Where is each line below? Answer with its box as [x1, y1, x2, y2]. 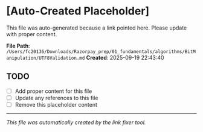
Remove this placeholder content [14, 101, 98, 108]
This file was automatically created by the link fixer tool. [6, 119, 146, 126]
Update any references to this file [14, 94, 98, 101]
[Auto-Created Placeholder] [6, 4, 150, 18]
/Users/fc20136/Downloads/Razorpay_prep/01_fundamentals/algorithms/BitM [6, 48, 196, 55]
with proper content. [6, 30, 57, 37]
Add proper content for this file [14, 87, 92, 95]
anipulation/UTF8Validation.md [6, 55, 85, 61]
